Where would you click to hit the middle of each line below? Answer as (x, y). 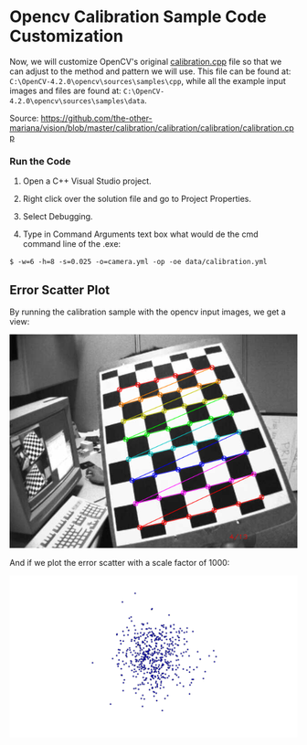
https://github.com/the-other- (96, 118)
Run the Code (40, 161)
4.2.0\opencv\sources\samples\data (77, 101)
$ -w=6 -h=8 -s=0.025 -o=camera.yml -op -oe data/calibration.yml (138, 262)
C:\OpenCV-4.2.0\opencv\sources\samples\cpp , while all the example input (148, 80)
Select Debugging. (58, 217)
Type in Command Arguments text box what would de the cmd (140, 234)
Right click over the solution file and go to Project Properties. (137, 199)
